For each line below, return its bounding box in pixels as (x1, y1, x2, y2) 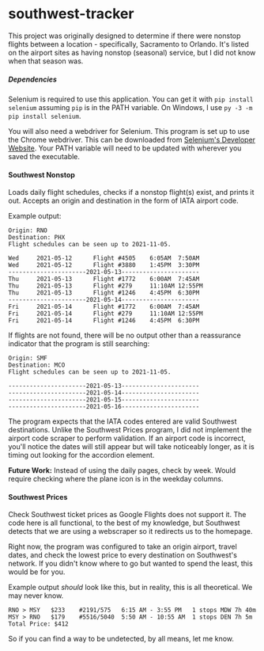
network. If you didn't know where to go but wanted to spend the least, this (8, 559, 253, 569)
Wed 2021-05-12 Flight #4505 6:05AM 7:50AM (8, 254, 200, 262)
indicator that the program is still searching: (8, 339, 150, 348)
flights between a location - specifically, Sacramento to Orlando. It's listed (8, 39, 249, 48)
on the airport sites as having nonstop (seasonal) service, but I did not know (8, 48, 256, 57)
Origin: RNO (8, 227, 47, 234)
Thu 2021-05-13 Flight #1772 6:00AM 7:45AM (8, 275, 200, 284)
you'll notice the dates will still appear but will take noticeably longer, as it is (8, 442, 255, 451)
